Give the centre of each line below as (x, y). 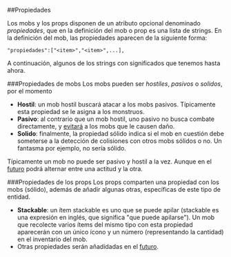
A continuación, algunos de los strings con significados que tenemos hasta (114, 63)
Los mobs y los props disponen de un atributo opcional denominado (104, 23)
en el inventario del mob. (52, 239)
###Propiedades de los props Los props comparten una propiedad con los (113, 182)
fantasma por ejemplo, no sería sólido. (71, 148)
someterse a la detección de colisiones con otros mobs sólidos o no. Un (119, 141)
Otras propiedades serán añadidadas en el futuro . (88, 246)
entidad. (19, 197)
